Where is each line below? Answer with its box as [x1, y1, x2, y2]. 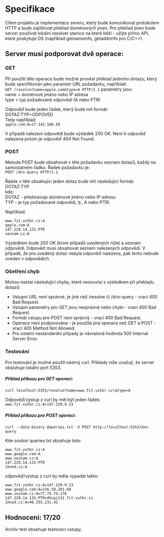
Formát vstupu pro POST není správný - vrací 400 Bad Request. [12, 315, 141, 321]
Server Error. [12, 336, 38, 342]
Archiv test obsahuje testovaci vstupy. [5, 526, 82, 533]
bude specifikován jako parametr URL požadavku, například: [5, 81, 127, 87]
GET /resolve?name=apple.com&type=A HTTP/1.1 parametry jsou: [5, 86, 133, 92]
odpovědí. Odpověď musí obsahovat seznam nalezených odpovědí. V [5, 245, 146, 251]
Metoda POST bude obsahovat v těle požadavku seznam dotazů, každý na [5, 159, 156, 165]
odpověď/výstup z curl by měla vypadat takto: [5, 473, 99, 479]
